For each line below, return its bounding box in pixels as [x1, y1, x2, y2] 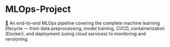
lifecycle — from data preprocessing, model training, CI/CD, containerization [5, 25, 165, 31]
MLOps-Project [5, 3, 71, 15]
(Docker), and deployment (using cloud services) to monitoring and [5, 30, 146, 36]
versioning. [5, 36, 29, 42]
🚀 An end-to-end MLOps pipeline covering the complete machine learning [5, 20, 160, 26]
